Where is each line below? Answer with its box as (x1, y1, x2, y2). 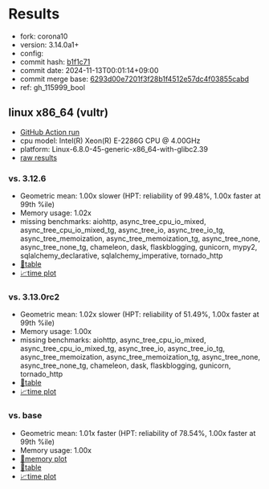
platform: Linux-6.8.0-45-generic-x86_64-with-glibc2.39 (19, 144, 209, 153)
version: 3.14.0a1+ (19, 39, 79, 49)
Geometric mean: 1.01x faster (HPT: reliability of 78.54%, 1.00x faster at (19, 428, 256, 438)
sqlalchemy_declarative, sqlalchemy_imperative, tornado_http (19, 251, 223, 261)
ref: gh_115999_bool (19, 82, 86, 92)
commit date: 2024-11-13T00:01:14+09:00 (19, 65, 159, 75)
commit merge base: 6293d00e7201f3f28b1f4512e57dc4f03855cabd (19, 74, 250, 84)
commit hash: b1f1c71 (19, 57, 91, 67)
